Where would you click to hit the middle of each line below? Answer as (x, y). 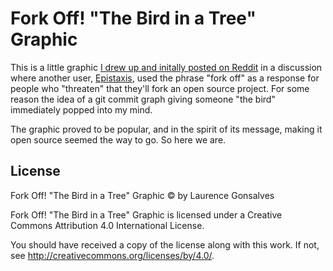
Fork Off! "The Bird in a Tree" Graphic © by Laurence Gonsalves (142, 195)
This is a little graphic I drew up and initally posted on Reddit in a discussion (166, 67)
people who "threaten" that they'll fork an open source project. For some (160, 88)
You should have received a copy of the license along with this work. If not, (165, 244)
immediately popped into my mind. (81, 109)
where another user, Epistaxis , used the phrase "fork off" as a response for (165, 78)
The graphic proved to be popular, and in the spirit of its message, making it (166, 129)
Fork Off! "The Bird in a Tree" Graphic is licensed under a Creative (146, 214)
